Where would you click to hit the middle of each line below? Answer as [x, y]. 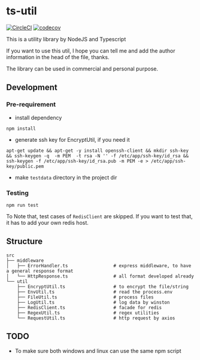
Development [32, 88]
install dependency [38, 117]
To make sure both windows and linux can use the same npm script [98, 350]
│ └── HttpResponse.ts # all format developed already [100, 276]
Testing [17, 193]
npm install [21, 129]
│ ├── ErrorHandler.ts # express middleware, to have [99, 266]
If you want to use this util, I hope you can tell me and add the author [91, 51]
